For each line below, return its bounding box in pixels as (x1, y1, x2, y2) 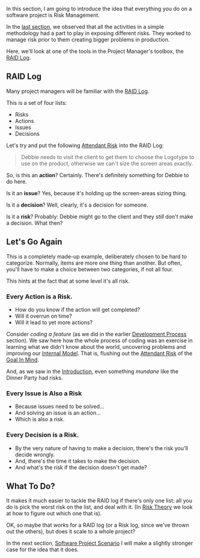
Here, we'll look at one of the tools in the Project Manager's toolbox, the (6, 48, 184, 55)
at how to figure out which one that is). (6, 510, 102, 517)
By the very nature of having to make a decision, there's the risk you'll (14, 444, 188, 451)
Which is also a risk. (14, 416, 65, 423)
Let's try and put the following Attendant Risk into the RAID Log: (6, 142, 164, 149)
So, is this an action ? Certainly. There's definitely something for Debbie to (6, 171, 189, 178)
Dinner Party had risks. (6, 374, 63, 381)
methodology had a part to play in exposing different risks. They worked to (6, 30, 191, 37)
